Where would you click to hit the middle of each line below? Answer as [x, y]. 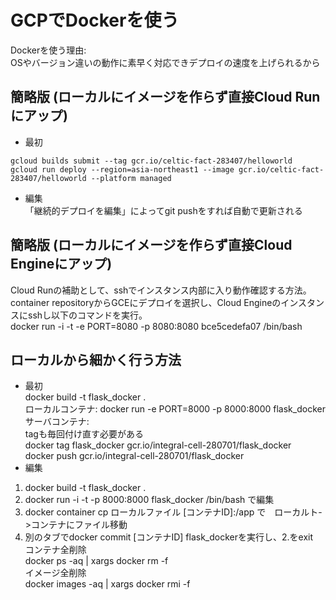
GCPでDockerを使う [95, 20]
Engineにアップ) [61, 264]
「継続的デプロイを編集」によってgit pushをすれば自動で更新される [163, 210]
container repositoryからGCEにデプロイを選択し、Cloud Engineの [146, 302]
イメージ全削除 [55, 573]
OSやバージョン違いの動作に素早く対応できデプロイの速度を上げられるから [165, 62]
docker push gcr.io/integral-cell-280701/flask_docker [134, 456]
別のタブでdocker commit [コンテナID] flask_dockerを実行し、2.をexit [169, 537]
